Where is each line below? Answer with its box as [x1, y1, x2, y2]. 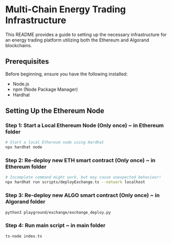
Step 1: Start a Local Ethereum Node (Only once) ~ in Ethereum [5, 122, 164, 129]
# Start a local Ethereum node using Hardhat [5, 140, 104, 145]
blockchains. [5, 42, 32, 48]
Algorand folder [5, 198, 46, 206]
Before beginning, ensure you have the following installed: [5, 71, 128, 77]
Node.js [12, 80, 30, 87]
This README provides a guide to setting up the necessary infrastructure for [5, 31, 167, 37]
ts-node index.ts [5, 233, 42, 239]
